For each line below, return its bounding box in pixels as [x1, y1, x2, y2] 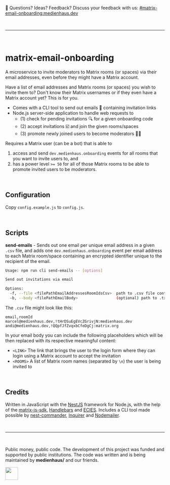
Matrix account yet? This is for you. [5, 95, 79, 101]
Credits [5, 388, 29, 396]
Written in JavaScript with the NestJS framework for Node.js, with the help [5, 401, 161, 407]
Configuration [5, 191, 51, 199]
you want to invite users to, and [12, 155, 78, 161]
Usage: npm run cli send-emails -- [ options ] [5, 268, 103, 273]
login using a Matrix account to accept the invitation [12, 352, 121, 359]
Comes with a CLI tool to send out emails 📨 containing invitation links [12, 104, 156, 111]
